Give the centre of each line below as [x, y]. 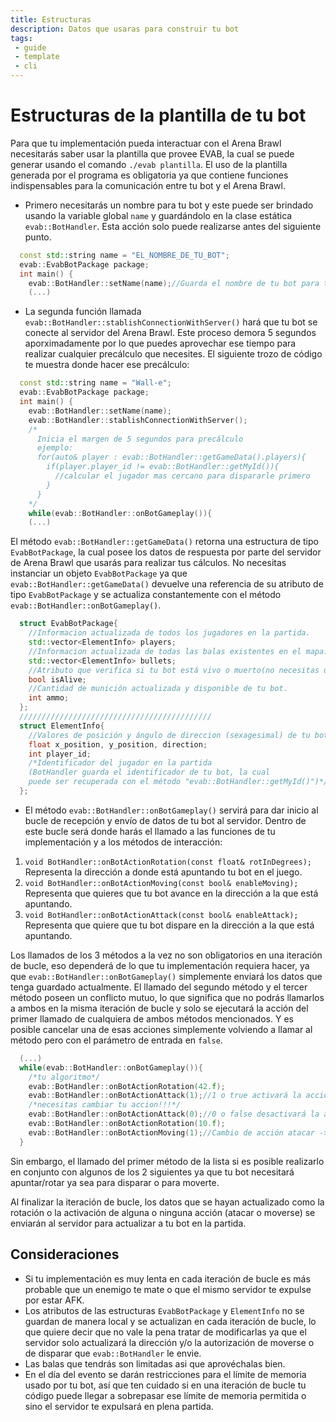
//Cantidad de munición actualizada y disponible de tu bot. [158, 689]
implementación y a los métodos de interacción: [123, 842]
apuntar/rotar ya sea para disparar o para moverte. [115, 1182]
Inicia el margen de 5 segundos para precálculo [140, 439]
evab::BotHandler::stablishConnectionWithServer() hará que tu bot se [171, 322]
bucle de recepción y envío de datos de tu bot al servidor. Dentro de [165, 820]
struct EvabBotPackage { [68, 624]
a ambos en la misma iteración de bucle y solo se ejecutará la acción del [159, 1008]
